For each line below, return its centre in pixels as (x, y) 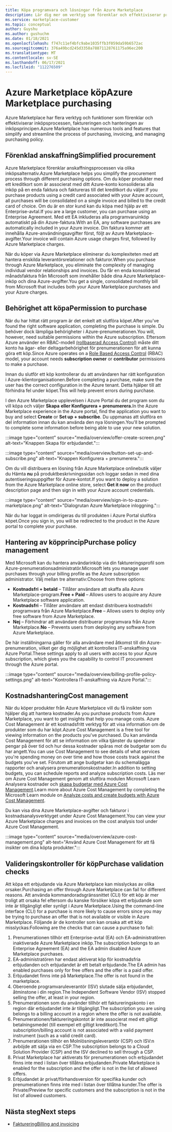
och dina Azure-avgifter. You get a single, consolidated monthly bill (88, 281)
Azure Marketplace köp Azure (69, 92)
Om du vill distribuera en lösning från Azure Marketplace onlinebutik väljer (84, 468)
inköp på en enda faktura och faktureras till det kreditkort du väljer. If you (81, 190)
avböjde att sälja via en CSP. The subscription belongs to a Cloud (81, 1046)
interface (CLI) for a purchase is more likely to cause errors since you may (83, 911)
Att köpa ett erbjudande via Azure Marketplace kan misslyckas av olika (80, 884)
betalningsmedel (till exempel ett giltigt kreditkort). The (70, 1025)
